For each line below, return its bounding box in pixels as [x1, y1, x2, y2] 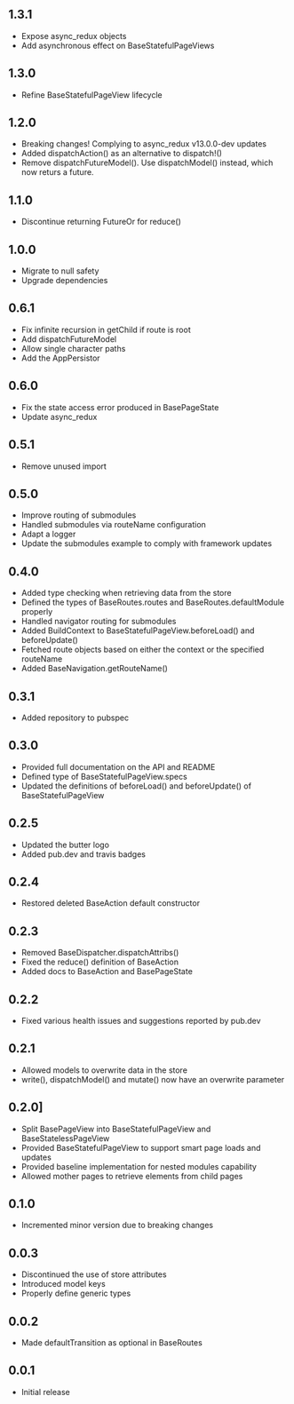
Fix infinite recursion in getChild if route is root [20, 324, 192, 335]
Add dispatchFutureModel [20, 333, 117, 345]
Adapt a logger [20, 528, 76, 540]
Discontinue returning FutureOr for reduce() [20, 217, 181, 227]
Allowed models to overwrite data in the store [20, 1065, 188, 1075]
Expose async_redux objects [20, 30, 127, 41]
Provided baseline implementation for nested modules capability [20, 1161, 257, 1171]
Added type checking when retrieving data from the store [20, 588, 232, 599]
